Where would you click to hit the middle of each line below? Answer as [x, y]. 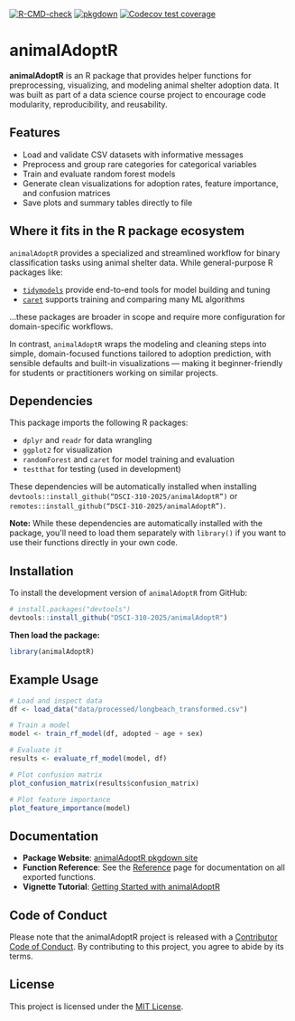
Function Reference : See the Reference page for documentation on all [154, 867]
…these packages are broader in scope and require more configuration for [147, 317]
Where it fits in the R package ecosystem [127, 231]
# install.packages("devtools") [70, 610]
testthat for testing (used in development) [102, 469]
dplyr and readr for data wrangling [87, 440]
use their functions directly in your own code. [94, 543]
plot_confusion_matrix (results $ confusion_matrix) [105, 783]
